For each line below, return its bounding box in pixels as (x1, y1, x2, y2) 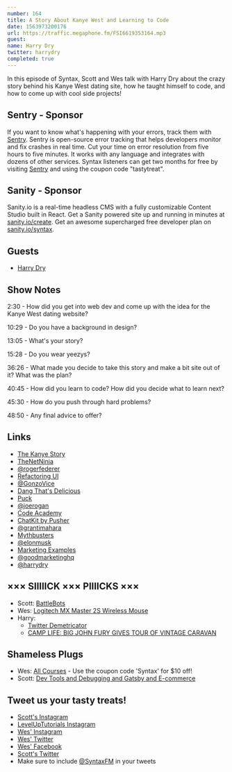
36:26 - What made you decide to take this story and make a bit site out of (7, 364, 220, 371)
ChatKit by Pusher (17, 516, 69, 524)
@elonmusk (17, 538, 52, 546)
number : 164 (7, 10, 42, 17)
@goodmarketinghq (17, 553, 75, 561)
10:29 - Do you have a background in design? (7, 324, 138, 331)
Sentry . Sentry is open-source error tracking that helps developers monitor (7, 135, 222, 143)
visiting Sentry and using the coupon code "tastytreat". (7, 165, 165, 173)
